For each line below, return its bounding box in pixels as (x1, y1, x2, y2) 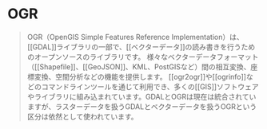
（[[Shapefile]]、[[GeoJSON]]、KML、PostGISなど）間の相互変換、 (26, 61, 251, 72)
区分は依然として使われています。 (26, 111, 138, 121)
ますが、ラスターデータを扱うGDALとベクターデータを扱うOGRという (26, 101, 257, 111)
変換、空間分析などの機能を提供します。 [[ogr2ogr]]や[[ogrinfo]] (34, 72, 247, 81)
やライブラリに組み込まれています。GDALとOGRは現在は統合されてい (26, 92, 257, 101)
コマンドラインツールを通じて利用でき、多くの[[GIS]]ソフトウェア (41, 81, 259, 92)
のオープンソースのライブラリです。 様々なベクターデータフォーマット (26, 52, 259, 61)
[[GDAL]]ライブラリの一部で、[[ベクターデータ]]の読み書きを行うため (26, 41, 256, 52)
